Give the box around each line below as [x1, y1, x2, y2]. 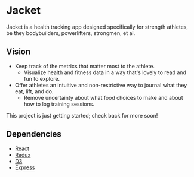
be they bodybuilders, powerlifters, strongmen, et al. [6, 29, 136, 36]
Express [14, 164, 35, 171]
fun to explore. [23, 75, 60, 82]
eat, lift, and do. [14, 87, 54, 95]
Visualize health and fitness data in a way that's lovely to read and [23, 69, 187, 76]
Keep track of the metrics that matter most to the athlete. [14, 62, 155, 69]
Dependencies [6, 129, 61, 140]
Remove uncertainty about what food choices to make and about [23, 94, 183, 101]
